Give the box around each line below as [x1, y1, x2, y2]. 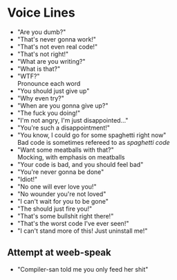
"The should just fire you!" [17, 204, 93, 213]
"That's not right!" [17, 50, 69, 58]
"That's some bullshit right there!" [17, 211, 114, 220]
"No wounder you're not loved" [17, 189, 106, 198]
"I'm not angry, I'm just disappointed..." [17, 116, 129, 124]
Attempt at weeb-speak [7, 247, 112, 259]
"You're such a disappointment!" [17, 123, 111, 132]
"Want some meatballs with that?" [17, 146, 114, 154]
